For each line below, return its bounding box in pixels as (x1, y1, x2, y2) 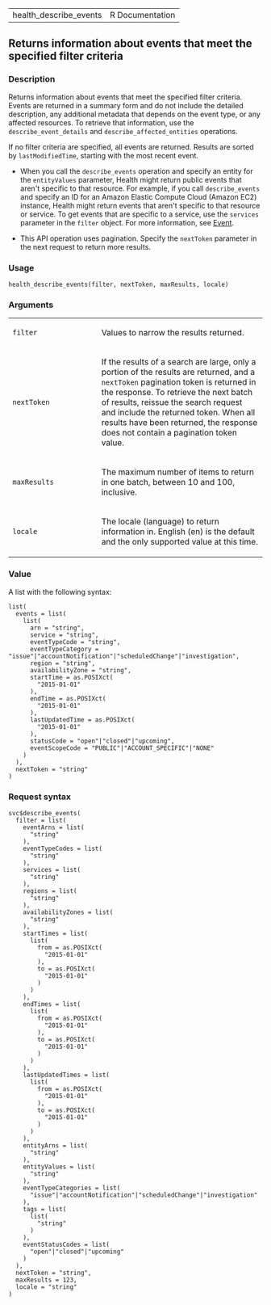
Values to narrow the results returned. (101, 327, 244, 339)
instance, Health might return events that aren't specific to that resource (19, 200, 261, 210)
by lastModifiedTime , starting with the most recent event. (8, 150, 199, 160)
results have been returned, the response (101, 417, 258, 428)
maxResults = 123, (15, 1276, 78, 1284)
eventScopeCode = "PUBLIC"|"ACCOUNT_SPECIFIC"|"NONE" (29, 743, 215, 752)
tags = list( (23, 1205, 67, 1213)
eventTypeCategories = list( (23, 1184, 121, 1192)
